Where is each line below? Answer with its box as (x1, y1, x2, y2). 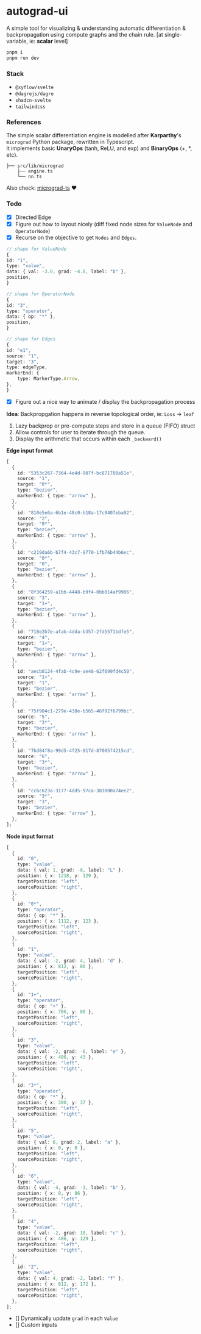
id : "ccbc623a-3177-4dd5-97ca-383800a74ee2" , (17, 787, 135, 794)
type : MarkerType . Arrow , (17, 376, 80, 382)
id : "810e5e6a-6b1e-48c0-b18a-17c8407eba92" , (17, 509, 135, 516)
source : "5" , (17, 714, 51, 720)
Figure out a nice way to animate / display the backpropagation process (15, 398, 196, 405)
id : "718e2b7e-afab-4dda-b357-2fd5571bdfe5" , (17, 629, 135, 635)
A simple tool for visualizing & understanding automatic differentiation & (6, 24, 186, 32)
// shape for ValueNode (6, 246, 67, 252)
